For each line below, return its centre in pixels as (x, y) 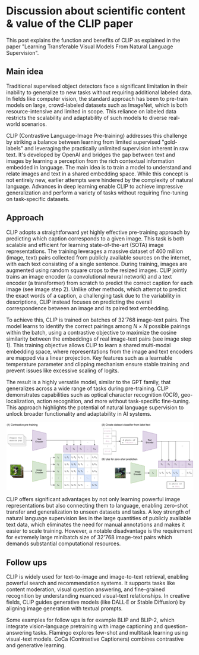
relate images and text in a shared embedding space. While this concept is (97, 174)
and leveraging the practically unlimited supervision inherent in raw (107, 148)
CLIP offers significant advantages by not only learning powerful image (93, 499)
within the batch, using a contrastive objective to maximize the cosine (91, 332)
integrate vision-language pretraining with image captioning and (85, 626)
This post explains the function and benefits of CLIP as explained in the (93, 40)
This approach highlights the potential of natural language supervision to (95, 407)
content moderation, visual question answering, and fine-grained (86, 589)
